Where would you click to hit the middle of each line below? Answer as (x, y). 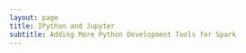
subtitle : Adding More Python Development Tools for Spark (123, 34)
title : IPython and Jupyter (62, 26)
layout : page (34, 18)
